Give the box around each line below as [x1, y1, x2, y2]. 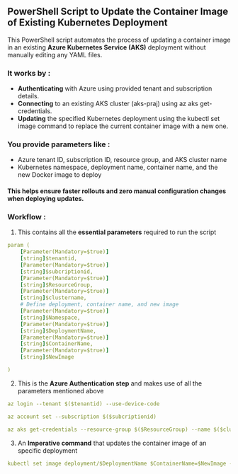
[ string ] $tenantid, [20, 255, 78, 262]
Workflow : [7, 212, 46, 221]
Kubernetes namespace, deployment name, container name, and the [17, 163, 218, 172]
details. [17, 92, 40, 100]
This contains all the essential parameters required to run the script [17, 228, 217, 236]
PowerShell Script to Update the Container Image [7, 6, 229, 18]
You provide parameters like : [7, 139, 110, 149]
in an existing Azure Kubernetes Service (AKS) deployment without [7, 42, 207, 52]
